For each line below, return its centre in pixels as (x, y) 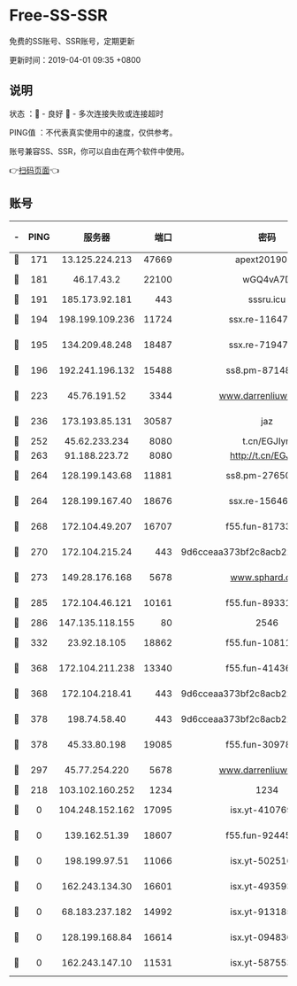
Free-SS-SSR (58, 16)
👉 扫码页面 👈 (34, 170)
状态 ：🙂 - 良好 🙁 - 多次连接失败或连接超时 (86, 113)
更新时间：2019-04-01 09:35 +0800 (75, 59)
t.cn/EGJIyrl (267, 441)
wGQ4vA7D (267, 279)
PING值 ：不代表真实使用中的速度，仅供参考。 (93, 132)
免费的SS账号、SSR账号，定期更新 (72, 41)
